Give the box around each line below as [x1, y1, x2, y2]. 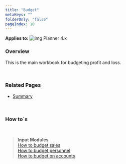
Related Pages [5, 82, 41, 89]
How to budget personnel [17, 147, 71, 154]
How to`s [5, 116, 28, 123]
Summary [12, 93, 33, 99]
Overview [5, 48, 30, 55]
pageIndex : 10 [5, 21, 35, 27]
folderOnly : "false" [5, 17, 49, 22]
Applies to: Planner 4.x [5, 35, 67, 41]
